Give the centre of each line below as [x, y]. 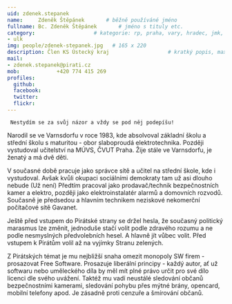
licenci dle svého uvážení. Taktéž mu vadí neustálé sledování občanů [105, 278]
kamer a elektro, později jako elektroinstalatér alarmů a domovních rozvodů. [115, 192]
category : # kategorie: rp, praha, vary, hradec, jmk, [116, 33]
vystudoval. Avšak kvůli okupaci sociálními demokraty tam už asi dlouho [110, 178]
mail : [15, 59]
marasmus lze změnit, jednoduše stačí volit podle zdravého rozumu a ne [110, 228]
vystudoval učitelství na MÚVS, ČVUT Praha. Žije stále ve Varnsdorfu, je [110, 150]
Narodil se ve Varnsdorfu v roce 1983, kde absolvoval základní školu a [107, 135]
